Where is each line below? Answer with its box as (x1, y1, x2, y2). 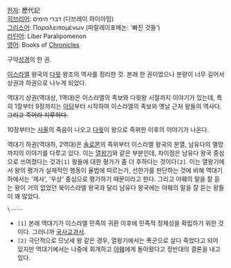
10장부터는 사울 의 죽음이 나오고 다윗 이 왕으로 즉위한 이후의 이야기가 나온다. (7, 125, 210, 134)
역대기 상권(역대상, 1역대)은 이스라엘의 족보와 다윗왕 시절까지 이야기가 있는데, (7, 93, 216, 102)
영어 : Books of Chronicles (7, 41, 80, 48)
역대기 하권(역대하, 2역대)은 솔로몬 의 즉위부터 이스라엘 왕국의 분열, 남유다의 (7, 141, 211, 148)
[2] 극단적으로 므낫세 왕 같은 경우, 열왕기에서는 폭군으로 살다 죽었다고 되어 (17, 236, 219, 244)
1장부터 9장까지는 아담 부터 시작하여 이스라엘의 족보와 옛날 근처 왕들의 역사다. (14, 102, 222, 110)
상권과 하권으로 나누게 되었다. (7, 79, 87, 87)
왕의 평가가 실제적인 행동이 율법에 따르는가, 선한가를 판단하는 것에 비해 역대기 (14, 166, 223, 175)
